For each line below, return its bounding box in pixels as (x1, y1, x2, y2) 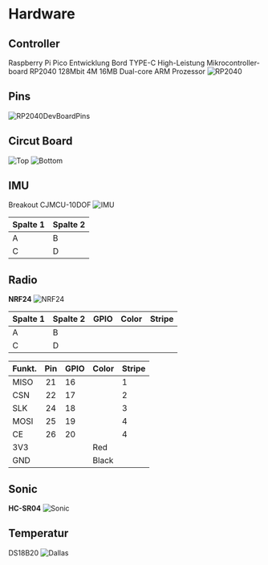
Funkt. (12, 363, 38, 374)
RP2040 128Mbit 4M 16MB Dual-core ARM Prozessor (29, 67, 206, 76)
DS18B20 (8, 547, 39, 558)
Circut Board (8, 134, 73, 148)
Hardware (8, 5, 75, 23)
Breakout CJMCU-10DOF (8, 200, 91, 209)
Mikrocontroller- (206, 58, 261, 67)
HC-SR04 (8, 503, 42, 514)
